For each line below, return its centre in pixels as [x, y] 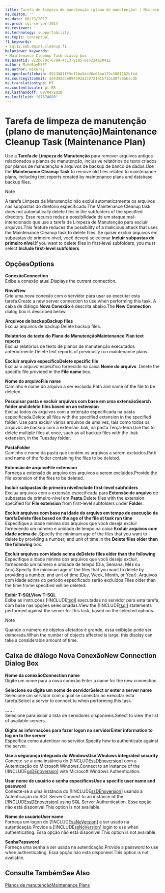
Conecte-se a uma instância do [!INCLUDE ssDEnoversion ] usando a [74, 791]
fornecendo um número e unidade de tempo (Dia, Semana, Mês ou [73, 564]
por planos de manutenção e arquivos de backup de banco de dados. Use [80, 166]
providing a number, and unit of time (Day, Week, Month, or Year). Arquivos [81, 575]
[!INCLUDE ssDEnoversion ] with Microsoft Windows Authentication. [73, 771]
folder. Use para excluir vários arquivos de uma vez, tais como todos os [77, 422]
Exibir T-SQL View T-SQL [30, 595]
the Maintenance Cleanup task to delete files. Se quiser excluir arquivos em [82, 233]
